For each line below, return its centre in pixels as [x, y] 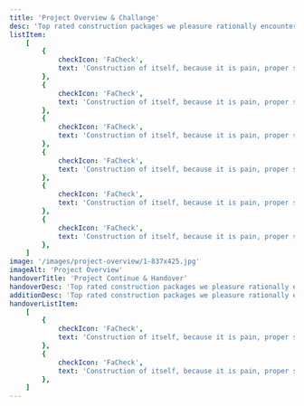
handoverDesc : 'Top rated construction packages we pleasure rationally [149, 287]
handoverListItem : [44, 304]
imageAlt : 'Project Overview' [66, 270]
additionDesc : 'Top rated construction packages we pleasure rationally [149, 295]
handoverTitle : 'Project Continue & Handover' [99, 279]
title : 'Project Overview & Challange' [85, 18]
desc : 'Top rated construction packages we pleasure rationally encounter [153, 26]
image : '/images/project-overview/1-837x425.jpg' [105, 262]
